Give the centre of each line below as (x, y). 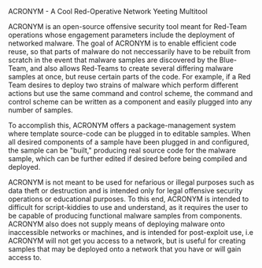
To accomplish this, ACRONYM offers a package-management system (122, 125)
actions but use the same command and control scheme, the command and (131, 93)
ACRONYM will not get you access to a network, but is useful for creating (127, 240)
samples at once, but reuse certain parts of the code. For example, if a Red (129, 77)
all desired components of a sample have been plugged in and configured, (129, 142)
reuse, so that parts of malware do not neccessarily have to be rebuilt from (129, 51)
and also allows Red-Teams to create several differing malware (132, 68)
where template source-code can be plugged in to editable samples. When (129, 134)
